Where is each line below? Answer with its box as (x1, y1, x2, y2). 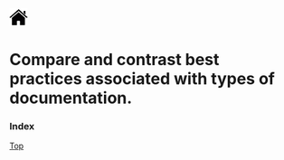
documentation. (9, 88, 133, 108)
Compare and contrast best (9, 50, 220, 71)
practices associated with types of (9, 69, 276, 89)
